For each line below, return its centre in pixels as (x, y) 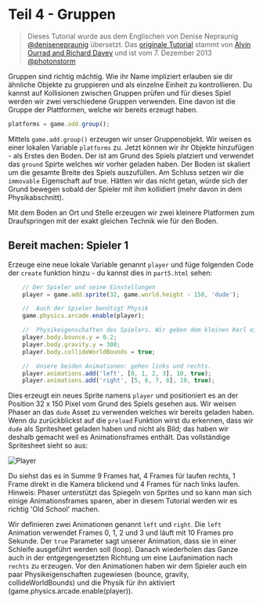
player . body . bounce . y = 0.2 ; (70, 337)
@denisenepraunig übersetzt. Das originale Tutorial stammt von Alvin (139, 44)
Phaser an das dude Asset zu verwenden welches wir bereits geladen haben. (131, 412)
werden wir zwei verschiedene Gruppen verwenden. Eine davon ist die (122, 101)
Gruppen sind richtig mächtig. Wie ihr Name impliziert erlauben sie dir (121, 76)
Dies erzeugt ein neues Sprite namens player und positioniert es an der (123, 396)
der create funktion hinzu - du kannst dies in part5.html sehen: (110, 273)
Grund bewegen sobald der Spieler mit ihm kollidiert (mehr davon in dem (125, 189)
